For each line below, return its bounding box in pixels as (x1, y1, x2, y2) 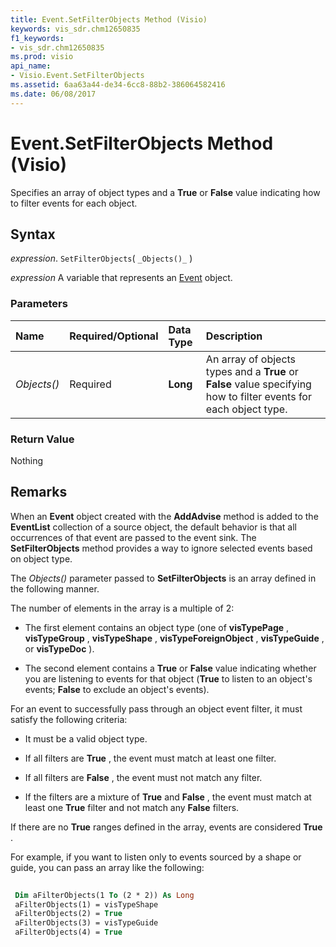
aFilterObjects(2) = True (14, 909, 123, 919)
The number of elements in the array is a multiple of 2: (10, 602, 235, 614)
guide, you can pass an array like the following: (10, 861, 205, 873)
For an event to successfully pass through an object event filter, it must (10, 702, 303, 715)
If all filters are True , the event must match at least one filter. (24, 752, 277, 764)
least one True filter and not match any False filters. (24, 801, 240, 813)
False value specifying (205, 377, 312, 391)
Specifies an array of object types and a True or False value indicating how (10, 186, 321, 198)
